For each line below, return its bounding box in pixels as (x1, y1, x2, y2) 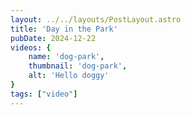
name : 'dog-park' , (28, 52, 105, 62)
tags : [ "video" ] (10, 89, 78, 99)
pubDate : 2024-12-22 (10, 33, 97, 43)
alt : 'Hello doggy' (28, 71, 110, 81)
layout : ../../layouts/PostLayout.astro (10, 14, 182, 25)
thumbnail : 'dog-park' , (28, 61, 128, 71)
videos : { (10, 42, 52, 53)
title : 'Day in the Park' (10, 24, 118, 34)
